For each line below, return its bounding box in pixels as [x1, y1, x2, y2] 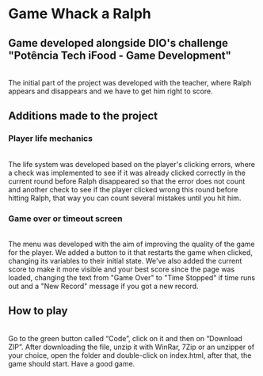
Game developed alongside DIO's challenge [8, 36, 228, 50]
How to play [8, 304, 68, 317]
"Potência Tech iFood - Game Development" [8, 48, 232, 62]
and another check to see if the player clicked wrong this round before [8, 184, 238, 194]
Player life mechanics [8, 133, 93, 144]
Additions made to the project [8, 109, 158, 123]
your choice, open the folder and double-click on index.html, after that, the [8, 350, 252, 360]
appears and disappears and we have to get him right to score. [8, 86, 213, 96]
